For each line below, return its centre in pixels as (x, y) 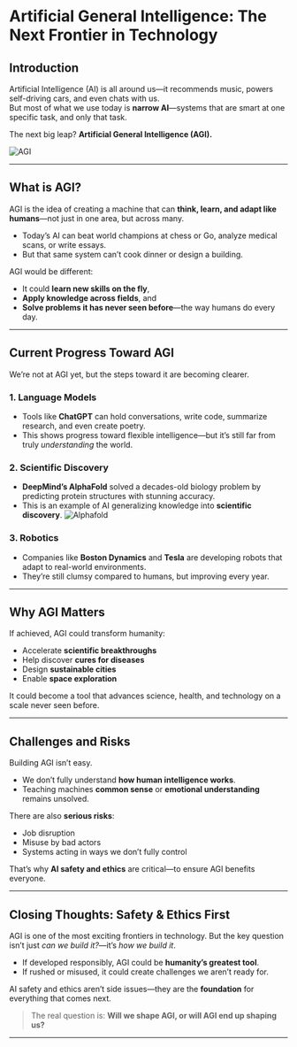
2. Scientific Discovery (59, 467)
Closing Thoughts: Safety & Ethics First (120, 915)
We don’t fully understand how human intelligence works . (129, 780)
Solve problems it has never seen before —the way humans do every (148, 307)
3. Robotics (34, 538)
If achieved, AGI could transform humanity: (87, 634)
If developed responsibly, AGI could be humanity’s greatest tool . (141, 962)
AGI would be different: (51, 271)
